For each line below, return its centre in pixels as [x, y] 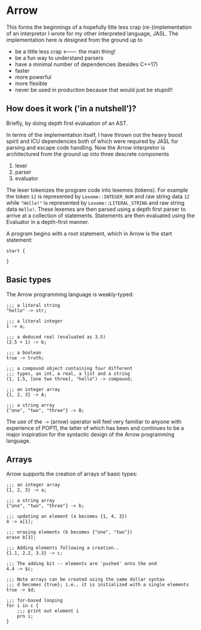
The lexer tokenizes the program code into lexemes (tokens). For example [97, 190]
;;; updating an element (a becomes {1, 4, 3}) [67, 516]
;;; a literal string [33, 305]
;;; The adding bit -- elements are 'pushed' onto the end [82, 564]
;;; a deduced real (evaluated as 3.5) [56, 337]
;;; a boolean [24, 353]
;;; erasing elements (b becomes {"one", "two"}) [70, 532]
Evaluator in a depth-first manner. [48, 222]
